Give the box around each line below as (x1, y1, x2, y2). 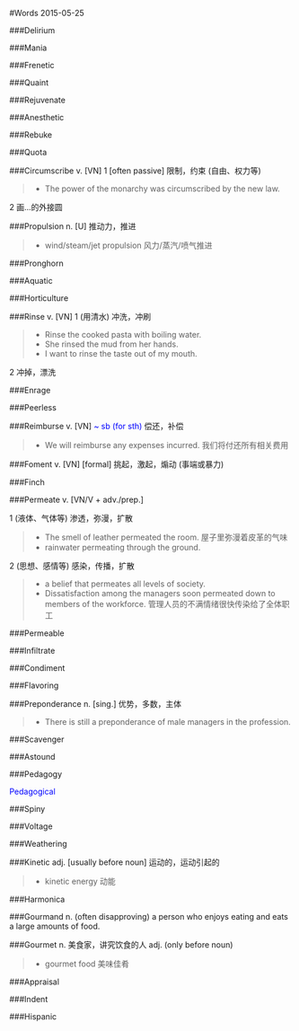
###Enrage (9, 385, 51, 395)
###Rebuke (9, 129, 52, 140)
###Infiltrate (9, 646, 56, 656)
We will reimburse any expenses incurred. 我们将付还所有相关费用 (44, 440, 289, 450)
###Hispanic (9, 1011, 57, 1022)
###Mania (9, 42, 48, 53)
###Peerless (9, 402, 57, 412)
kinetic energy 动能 (44, 876, 117, 886)
